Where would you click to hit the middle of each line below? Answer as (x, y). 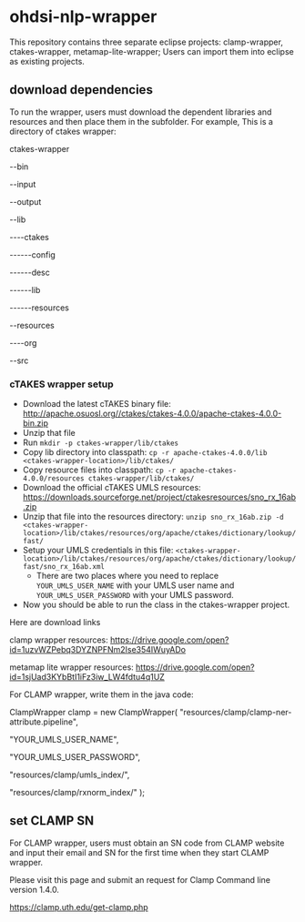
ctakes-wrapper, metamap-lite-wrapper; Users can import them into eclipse (152, 51)
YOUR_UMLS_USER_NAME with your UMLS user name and (135, 585)
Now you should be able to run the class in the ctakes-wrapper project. (156, 605)
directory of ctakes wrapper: (63, 131)
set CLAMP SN (51, 821)
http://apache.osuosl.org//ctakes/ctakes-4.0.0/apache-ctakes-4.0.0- (152, 414)
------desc (30, 272)
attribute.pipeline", (44, 722)
